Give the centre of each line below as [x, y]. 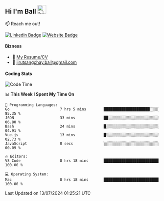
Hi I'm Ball [21, 12]
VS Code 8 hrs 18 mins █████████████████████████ [82, 161]
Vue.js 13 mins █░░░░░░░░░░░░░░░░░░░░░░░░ [82, 135]
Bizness [13, 46]
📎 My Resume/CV [30, 57]
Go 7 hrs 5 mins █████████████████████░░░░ [82, 109]
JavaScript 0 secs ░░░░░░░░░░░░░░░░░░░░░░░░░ [82, 144]
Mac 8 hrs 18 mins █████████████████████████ [82, 180]
